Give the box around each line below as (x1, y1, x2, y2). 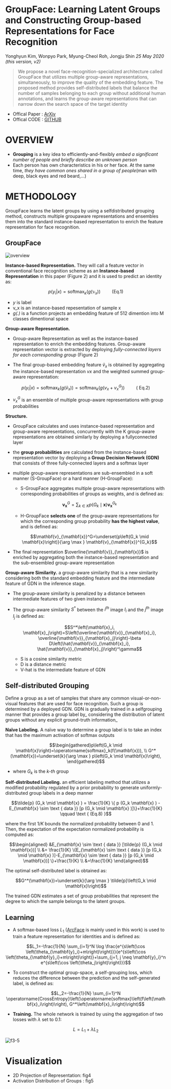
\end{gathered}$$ (66, 758, 105, 764)
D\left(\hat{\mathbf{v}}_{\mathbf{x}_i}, (48, 640, 130, 646)
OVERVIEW (5, 134, 54, 146)
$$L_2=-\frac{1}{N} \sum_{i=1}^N (51, 990, 121, 997)
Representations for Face (5, 26, 115, 37)
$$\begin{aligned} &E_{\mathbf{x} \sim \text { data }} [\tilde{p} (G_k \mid (9, 842, 162, 848)
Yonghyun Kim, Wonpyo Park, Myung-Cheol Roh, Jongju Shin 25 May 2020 (5, 53, 164, 59)
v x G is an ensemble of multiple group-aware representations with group (12, 396, 163, 404)
